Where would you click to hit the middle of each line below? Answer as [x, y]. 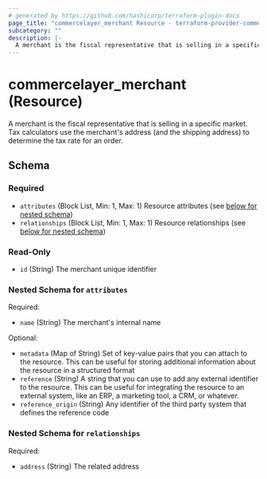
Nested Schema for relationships [74, 434]
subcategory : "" [35, 30]
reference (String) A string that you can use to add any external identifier [139, 379]
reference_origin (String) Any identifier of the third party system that [133, 404]
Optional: [23, 338]
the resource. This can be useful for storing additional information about [137, 362]
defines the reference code [64, 413]
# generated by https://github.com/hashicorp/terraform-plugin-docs [124, 16]
